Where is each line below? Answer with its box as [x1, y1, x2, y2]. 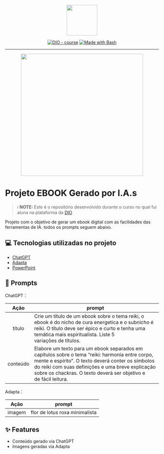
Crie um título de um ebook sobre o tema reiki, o [34, 313, 144, 320]
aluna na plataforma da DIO [17, 209, 72, 215]
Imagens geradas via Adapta [12, 444, 70, 450]
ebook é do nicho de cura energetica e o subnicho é [34, 319, 154, 325]
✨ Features [5, 425, 40, 433]
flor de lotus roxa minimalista [31, 409, 97, 415]
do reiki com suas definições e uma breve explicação [34, 363, 156, 370]
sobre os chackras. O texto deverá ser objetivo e [34, 369, 145, 376]
